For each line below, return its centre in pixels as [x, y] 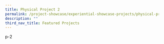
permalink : [16, 14]
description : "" [21, 18]
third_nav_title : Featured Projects [42, 23]
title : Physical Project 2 [32, 9]
